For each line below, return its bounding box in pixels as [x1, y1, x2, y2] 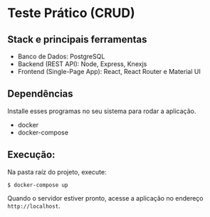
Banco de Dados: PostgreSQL [17, 52, 105, 60]
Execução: [7, 149, 56, 161]
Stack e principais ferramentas [7, 33, 147, 46]
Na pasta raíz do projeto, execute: [7, 167, 107, 176]
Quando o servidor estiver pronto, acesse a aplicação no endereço [7, 194, 204, 202]
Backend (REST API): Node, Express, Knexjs [17, 60, 147, 68]
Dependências [7, 88, 73, 100]
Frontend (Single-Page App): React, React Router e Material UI [17, 68, 201, 75]
